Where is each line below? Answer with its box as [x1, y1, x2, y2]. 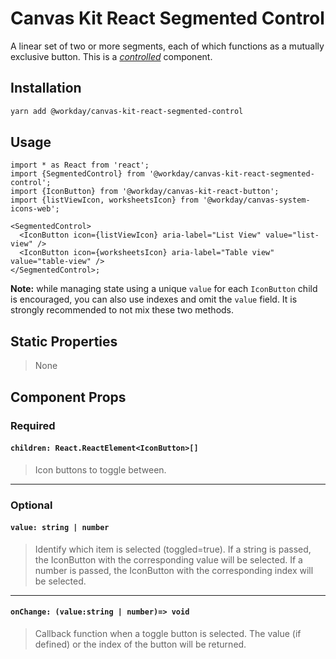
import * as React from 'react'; [10, 160, 150, 171]
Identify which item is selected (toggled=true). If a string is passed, [34, 543, 312, 555]
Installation [10, 80, 82, 97]
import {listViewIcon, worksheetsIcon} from [10, 195, 199, 206]
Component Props [10, 388, 127, 406]
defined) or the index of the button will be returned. [34, 638, 247, 651]
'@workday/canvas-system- [202, 195, 311, 206]
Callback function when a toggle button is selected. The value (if [34, 628, 302, 640]
